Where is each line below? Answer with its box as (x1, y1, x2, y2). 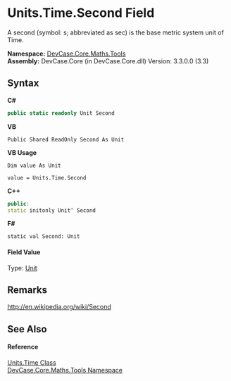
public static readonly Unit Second (7, 109, 115, 117)
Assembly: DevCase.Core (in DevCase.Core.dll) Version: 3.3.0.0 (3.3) (7, 56, 209, 65)
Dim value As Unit (7, 162, 61, 169)
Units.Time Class (7, 358, 56, 367)
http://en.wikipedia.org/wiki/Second (7, 303, 111, 311)
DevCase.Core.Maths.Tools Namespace (7, 366, 123, 374)
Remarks (7, 284, 48, 296)
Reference (7, 343, 39, 351)
